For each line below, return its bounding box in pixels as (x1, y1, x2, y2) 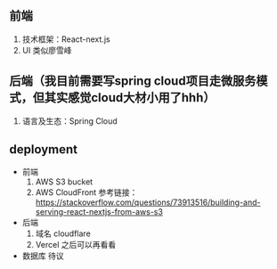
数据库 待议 (21, 250, 64, 261)
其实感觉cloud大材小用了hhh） (44, 90, 216, 105)
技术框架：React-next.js (21, 34, 110, 45)
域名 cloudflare (35, 228, 91, 239)
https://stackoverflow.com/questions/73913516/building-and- (35, 197, 261, 208)
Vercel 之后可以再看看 (35, 240, 117, 250)
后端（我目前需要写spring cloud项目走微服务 (9, 74, 257, 89)
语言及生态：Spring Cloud (21, 115, 118, 126)
